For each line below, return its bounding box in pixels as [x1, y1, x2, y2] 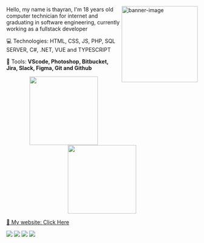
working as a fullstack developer [6, 25, 88, 32]
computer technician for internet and [6, 12, 98, 19]
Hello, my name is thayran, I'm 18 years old [6, 6, 114, 13]
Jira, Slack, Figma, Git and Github [6, 65, 92, 71]
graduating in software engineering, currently [6, 19, 120, 26]
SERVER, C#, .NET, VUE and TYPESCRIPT [6, 46, 111, 53]
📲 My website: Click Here [6, 219, 70, 225]
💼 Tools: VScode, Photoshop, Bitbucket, [6, 58, 109, 65]
